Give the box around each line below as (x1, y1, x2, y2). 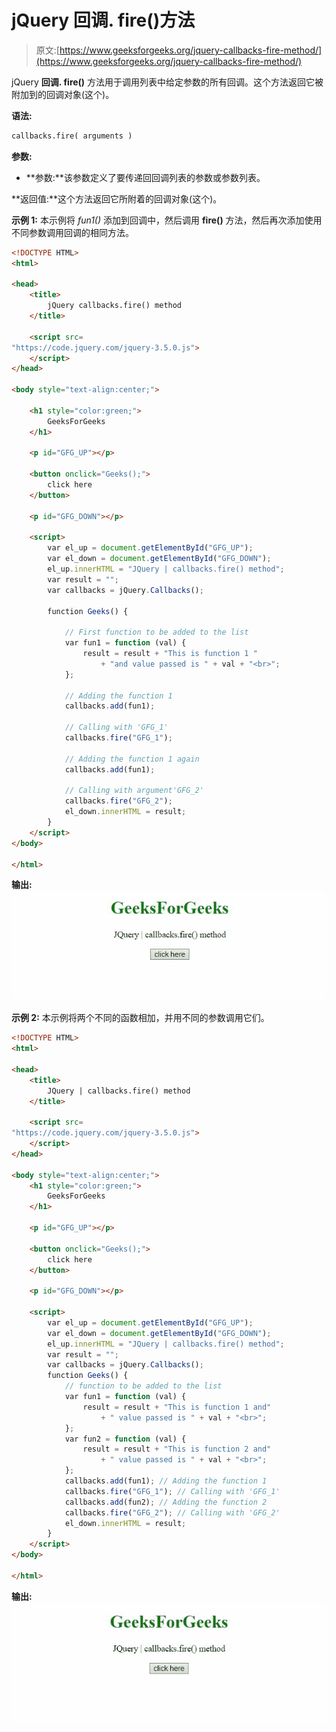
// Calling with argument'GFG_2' (64, 786, 204, 796)
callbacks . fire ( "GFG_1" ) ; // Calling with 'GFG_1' (64, 1486, 281, 1496)
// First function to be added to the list (64, 627, 249, 638)
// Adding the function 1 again (64, 754, 200, 764)
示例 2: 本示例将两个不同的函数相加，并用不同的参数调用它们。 (11, 1012, 270, 1024)
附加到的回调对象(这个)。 (11, 88, 115, 100)
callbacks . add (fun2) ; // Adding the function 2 (64, 1497, 268, 1507)
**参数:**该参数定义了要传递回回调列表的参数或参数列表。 (25, 171, 266, 183)
